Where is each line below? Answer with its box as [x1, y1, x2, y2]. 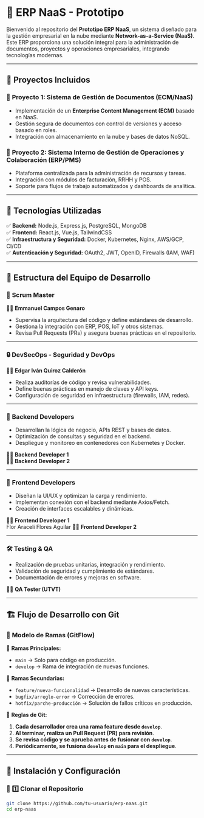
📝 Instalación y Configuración [6, 766, 121, 776]
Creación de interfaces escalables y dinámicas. [15, 505, 134, 512]
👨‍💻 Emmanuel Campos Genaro [6, 304, 85, 312]
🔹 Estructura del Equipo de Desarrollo [6, 273, 151, 283]
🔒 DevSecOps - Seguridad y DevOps [6, 351, 115, 359]
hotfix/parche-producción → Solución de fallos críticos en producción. [15, 699, 192, 707]
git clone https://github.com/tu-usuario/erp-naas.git [6, 800, 148, 806]
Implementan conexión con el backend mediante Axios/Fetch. [15, 498, 170, 506]
